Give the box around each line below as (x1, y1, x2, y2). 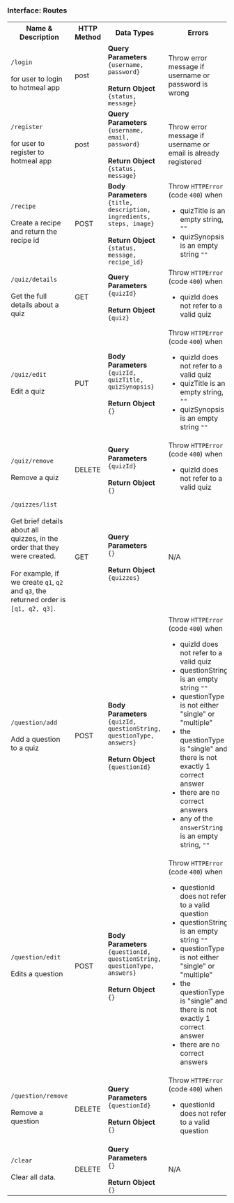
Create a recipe (10, 218, 61, 228)
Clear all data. (10, 1172, 56, 1182)
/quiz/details (10, 276, 58, 284)
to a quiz (10, 743, 40, 753)
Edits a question (10, 969, 63, 979)
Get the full (10, 292, 47, 301)
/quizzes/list (10, 501, 58, 509)
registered (168, 157, 202, 167)
